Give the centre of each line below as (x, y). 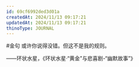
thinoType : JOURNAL (30, 28)
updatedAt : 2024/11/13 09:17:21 (46, 23)
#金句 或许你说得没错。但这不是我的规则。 (58, 46)
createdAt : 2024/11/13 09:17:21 (46, 17)
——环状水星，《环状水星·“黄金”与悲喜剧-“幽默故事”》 (71, 58)
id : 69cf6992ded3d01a (33, 12)
